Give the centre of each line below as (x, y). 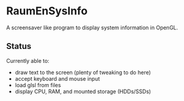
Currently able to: (28, 60)
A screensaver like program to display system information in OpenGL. (92, 27)
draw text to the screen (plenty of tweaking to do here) (83, 72)
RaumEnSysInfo (47, 11)
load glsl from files (38, 85)
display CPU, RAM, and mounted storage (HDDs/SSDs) (83, 91)
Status (19, 46)
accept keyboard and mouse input (57, 78)
